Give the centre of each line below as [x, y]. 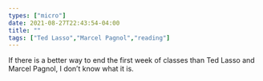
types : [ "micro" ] [37, 15]
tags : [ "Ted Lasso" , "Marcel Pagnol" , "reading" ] [89, 38]
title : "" [25, 30]
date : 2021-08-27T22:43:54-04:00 [64, 23]
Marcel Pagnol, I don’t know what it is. [71, 69]
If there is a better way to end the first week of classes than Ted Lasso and [131, 60]
